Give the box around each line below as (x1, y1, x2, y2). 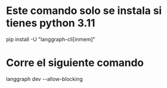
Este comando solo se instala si (6, 4, 162, 17)
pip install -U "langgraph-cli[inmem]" (6, 36, 96, 43)
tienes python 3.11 (6, 16, 96, 30)
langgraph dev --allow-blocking (6, 75, 83, 82)
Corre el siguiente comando (6, 57, 144, 69)
